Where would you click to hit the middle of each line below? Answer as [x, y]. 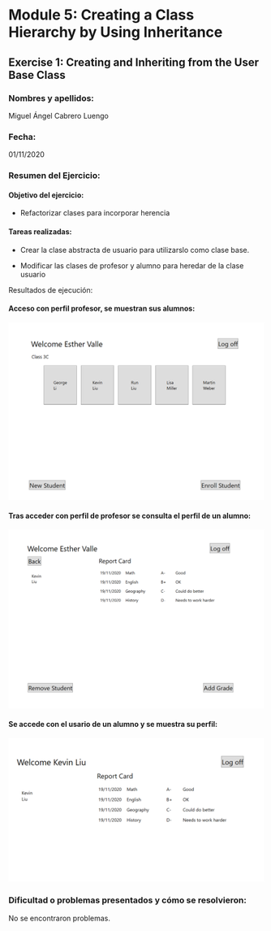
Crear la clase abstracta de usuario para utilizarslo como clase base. [135, 250]
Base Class [37, 75]
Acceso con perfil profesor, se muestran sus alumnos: [102, 309]
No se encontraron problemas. [60, 918]
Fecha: [22, 137]
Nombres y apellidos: [52, 98]
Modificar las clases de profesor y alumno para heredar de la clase [132, 265]
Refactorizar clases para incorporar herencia [95, 213]
